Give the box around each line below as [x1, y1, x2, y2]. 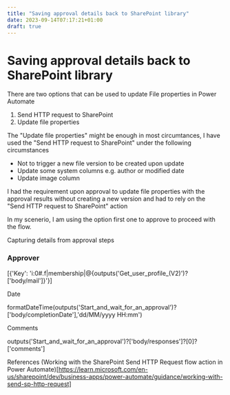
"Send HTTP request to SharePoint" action [7, 202, 128, 210]
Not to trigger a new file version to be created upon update [17, 159, 185, 168]
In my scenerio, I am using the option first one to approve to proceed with [7, 215, 216, 224]
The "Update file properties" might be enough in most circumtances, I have [7, 132, 220, 140]
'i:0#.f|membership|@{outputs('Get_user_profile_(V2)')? [30, 269, 188, 277]
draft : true [7, 23, 41, 30]
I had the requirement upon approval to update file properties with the [7, 188, 205, 196]
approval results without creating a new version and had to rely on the [7, 194, 206, 203]
